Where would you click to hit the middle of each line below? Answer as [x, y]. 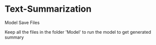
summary [14, 37]
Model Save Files [22, 22]
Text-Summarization [48, 9]
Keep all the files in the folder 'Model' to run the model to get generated [78, 32]
